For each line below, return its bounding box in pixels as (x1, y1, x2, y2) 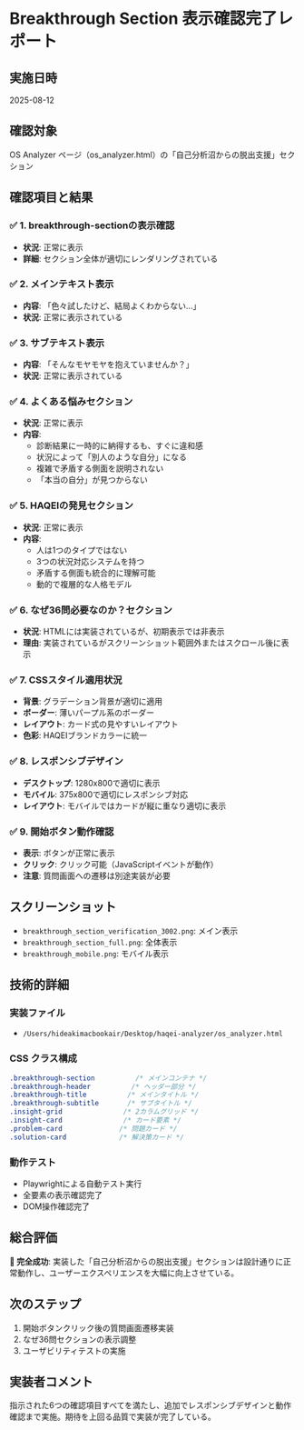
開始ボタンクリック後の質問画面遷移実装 (22, 1322, 174, 1333)
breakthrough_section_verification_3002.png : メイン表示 (22, 925, 239, 936)
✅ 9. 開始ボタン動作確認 (9, 825, 114, 837)
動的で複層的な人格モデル (35, 578, 132, 589)
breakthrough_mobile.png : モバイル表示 (22, 947, 170, 959)
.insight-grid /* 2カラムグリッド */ (9, 1107, 200, 1116)
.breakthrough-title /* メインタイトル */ (9, 1090, 200, 1100)
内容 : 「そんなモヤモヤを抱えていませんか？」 (22, 359, 194, 370)
